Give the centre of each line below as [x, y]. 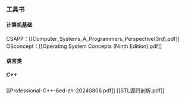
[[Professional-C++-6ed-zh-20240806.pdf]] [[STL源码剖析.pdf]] [85, 91]
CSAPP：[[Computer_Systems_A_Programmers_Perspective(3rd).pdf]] [93, 39]
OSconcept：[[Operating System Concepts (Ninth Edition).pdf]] [84, 46]
